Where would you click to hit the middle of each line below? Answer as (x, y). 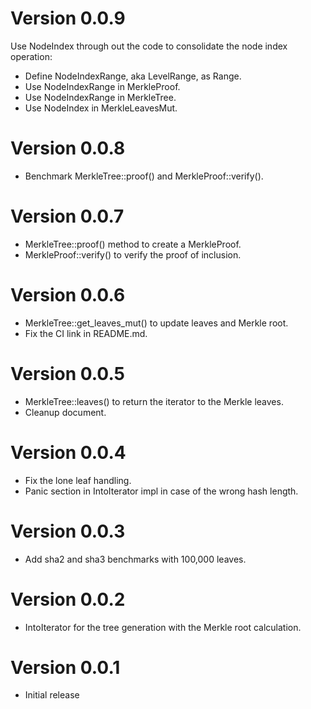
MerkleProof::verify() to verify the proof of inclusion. (133, 254)
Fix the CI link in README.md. (86, 333)
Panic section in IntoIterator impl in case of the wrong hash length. (161, 491)
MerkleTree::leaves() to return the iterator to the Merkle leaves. (154, 401)
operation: (31, 56)
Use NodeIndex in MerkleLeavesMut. (101, 108)
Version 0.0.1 (65, 667)
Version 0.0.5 (68, 373)
